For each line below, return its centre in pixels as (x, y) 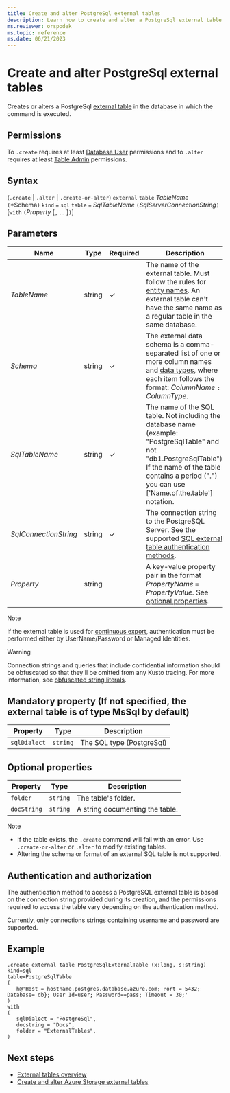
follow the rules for (176, 281)
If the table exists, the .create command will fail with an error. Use (110, 840)
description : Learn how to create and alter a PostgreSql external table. (116, 20)
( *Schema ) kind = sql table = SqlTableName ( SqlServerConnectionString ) (113, 205)
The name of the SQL (180, 407)
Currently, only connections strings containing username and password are (113, 920)
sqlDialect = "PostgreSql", (56, 1019)
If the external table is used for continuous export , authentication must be (111, 631)
